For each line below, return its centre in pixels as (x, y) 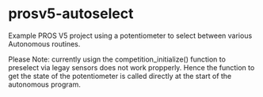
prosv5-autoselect (71, 14)
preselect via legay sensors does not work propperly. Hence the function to (131, 67)
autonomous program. (44, 84)
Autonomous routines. (44, 43)
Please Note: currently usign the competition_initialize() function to (117, 59)
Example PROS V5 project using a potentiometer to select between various (130, 35)
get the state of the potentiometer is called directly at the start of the (120, 76)
